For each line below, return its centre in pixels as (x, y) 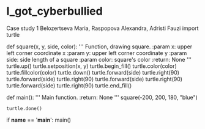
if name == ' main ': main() (39, 120)
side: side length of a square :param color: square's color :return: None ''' (99, 59)
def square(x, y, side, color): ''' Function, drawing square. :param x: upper (99, 46)
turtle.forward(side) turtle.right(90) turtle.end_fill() (69, 85)
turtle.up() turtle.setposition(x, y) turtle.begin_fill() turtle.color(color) (92, 66)
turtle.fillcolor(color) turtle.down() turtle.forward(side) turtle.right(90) (93, 72)
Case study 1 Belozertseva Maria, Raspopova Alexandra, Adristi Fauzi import (102, 28)
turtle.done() (24, 108)
